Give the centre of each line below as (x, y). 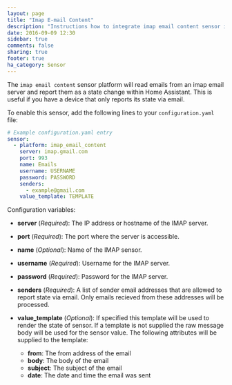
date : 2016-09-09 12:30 (41, 33)
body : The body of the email (68, 361)
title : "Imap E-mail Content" (51, 20)
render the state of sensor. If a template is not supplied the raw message (120, 326)
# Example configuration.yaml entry (60, 132)
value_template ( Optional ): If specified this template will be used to (113, 318)
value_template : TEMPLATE (57, 197)
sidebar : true (28, 39)
